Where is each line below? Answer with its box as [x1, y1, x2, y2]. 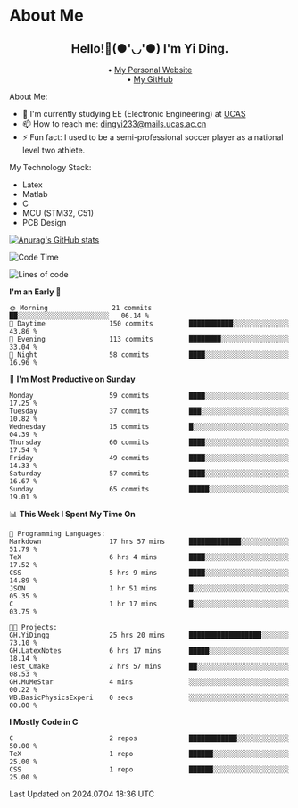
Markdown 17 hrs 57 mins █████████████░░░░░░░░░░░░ [9, 537, 290, 546]
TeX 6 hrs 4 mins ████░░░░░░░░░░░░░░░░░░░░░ [9, 553, 290, 562]
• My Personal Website [107, 64, 193, 75]
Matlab [21, 189, 48, 199]
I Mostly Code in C [9, 717, 79, 727]
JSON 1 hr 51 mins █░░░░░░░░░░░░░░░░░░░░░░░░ [9, 584, 290, 593]
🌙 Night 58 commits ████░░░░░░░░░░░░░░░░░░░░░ [9, 350, 290, 359]
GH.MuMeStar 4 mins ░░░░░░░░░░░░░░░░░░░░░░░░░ [9, 678, 290, 687]
